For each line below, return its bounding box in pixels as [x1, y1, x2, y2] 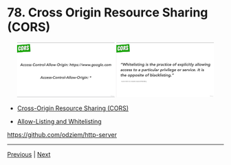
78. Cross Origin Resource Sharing [7, 5, 208, 21]
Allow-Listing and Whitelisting [16, 118, 102, 126]
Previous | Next [7, 151, 51, 159]
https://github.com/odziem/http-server [7, 131, 118, 139]
